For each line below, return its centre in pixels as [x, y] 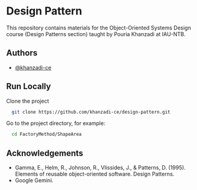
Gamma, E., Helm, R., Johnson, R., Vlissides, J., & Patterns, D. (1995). [100, 168]
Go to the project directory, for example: [56, 123]
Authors [22, 53]
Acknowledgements [45, 153]
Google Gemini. [34, 180]
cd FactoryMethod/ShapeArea [47, 134]
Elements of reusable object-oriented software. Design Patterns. [95, 174]
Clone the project [28, 101]
